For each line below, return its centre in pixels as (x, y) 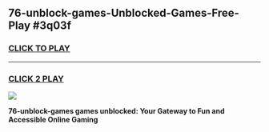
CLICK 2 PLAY (36, 78)
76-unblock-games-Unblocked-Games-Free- (124, 13)
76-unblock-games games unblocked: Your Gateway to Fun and (116, 110)
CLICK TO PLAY (39, 49)
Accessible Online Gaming (53, 119)
